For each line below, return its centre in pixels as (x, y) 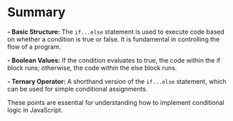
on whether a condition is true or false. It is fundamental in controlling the (114, 39)
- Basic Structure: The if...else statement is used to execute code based (116, 32)
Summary (36, 12)
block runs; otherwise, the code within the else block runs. (92, 68)
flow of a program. (34, 46)
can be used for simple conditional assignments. (77, 89)
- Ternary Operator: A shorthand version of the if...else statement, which (117, 81)
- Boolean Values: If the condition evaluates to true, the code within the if (114, 60)
